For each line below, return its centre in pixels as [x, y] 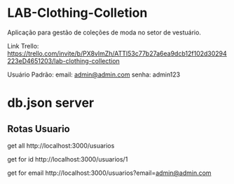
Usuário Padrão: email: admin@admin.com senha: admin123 [94, 74]
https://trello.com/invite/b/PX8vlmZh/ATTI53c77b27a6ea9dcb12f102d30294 [117, 53]
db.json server [51, 103]
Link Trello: [23, 46]
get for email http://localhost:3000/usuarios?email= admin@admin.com [109, 173]
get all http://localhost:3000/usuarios [61, 145]
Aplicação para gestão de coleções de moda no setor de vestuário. [104, 32]
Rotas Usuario [39, 129]
